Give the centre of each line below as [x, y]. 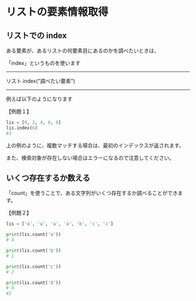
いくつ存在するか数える [48, 178]
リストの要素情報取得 [57, 12]
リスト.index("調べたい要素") [41, 81]
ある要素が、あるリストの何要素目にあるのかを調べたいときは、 [83, 51]
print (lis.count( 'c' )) [34, 266]
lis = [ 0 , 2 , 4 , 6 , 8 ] [34, 122]
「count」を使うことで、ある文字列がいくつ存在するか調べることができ [92, 193]
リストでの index [36, 35]
